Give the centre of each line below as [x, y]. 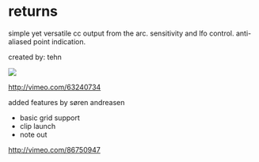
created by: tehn [35, 57]
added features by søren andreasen [67, 102]
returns [33, 11]
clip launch [38, 126]
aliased [20, 41]
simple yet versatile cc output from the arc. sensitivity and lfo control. [122, 33]
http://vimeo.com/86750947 [54, 149]
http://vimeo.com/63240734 [55, 87]
